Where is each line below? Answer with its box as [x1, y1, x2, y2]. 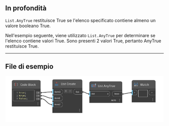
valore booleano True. [5, 23, 51, 29]
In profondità [5, 4, 47, 13]
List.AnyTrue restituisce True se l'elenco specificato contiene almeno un [5, 17, 156, 23]
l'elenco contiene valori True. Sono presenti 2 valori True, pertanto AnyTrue [5, 38, 161, 44]
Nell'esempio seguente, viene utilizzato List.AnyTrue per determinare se [5, 32, 156, 38]
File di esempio [5, 62, 54, 71]
